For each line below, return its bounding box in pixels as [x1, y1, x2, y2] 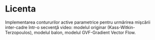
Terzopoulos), [5, 29, 33, 35]
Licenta [5, 3, 36, 14]
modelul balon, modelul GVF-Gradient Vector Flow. [34, 29, 136, 35]
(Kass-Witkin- [107, 24, 136, 30]
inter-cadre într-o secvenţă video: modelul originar [5, 24, 106, 30]
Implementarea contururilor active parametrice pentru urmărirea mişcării [5, 19, 151, 25]
